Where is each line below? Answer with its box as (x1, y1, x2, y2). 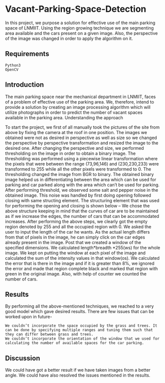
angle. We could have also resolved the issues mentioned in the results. (5, 372, 151, 378)
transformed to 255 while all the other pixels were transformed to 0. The (5, 166, 151, 172)
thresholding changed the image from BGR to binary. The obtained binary (5, 171, 154, 177)
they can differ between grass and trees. (5, 332, 94, 337)
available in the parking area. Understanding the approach (5, 114, 123, 120)
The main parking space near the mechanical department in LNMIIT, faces (5, 94, 156, 100)
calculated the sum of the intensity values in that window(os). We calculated (5, 255, 160, 261)
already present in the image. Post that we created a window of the (5, 239, 141, 245)
